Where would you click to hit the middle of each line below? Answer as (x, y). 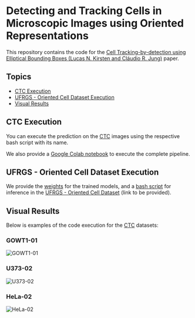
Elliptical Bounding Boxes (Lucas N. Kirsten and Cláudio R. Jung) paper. (93, 58)
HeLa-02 (19, 296)
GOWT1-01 (22, 240)
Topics (19, 77)
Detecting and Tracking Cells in (84, 11)
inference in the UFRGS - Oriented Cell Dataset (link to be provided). (89, 193)
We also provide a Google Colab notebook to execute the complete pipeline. (98, 153)
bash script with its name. (37, 142)
